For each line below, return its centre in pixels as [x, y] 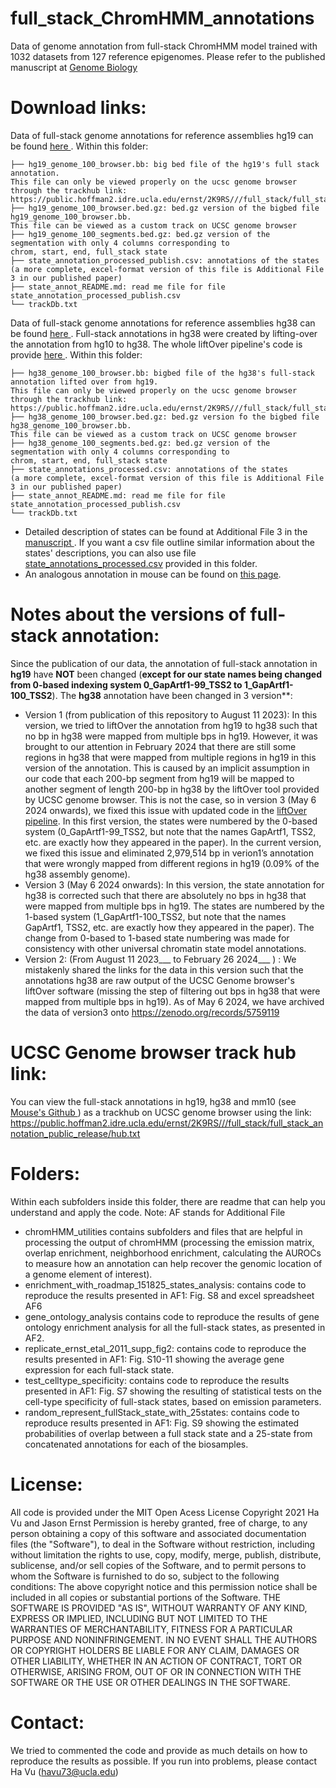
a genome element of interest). [88, 1274]
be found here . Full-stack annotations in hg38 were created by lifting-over [164, 333]
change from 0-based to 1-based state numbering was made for [157, 938]
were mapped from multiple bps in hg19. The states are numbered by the [174, 906]
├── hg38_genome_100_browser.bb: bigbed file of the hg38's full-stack [162, 373]
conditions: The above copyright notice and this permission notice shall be [164, 1586]
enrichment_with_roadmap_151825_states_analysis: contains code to [165, 1284]
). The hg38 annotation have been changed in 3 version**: [172, 695]
